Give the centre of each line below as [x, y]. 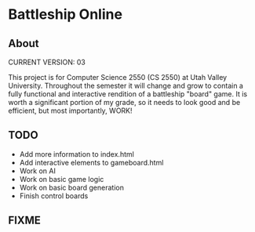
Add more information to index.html [77, 154]
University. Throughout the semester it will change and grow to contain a [126, 85]
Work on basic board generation [71, 187]
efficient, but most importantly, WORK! [70, 111]
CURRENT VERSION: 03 [47, 62]
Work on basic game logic [62, 179]
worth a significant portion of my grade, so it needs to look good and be [124, 102]
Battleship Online [66, 14]
